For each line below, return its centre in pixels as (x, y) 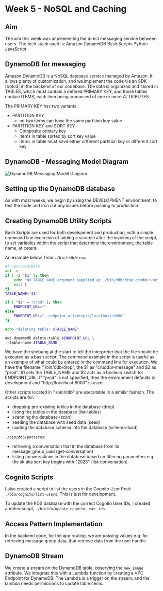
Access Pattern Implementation (54, 524)
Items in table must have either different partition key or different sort (88, 141)
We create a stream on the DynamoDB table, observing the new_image (74, 568)
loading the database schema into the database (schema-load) (75, 428)
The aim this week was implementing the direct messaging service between (81, 38)
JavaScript (16, 49)
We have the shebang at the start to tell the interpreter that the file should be (81, 352)
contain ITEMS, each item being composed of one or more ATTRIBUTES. (78, 96)
